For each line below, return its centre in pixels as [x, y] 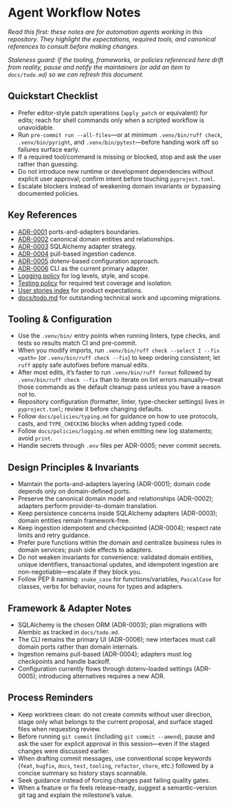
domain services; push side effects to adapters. [85, 550]
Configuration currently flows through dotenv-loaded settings [105, 669]
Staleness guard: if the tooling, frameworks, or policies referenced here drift [116, 59]
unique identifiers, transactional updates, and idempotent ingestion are [118, 565]
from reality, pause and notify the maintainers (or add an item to [99, 67]
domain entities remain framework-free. [74, 521]
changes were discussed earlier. [64, 751]
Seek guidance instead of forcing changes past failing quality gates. [114, 780]
